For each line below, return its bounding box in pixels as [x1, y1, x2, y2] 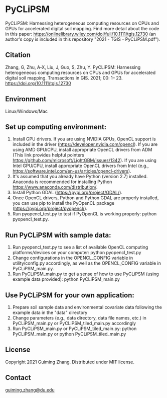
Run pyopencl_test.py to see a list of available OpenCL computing [12, 244, 148, 250]
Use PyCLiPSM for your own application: [5, 291, 134, 299]
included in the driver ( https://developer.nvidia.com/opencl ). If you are [12, 141, 158, 147]
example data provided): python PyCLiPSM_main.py [12, 276, 120, 282]
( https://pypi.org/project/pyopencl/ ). [12, 205, 88, 212]
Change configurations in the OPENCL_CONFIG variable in [12, 255, 133, 261]
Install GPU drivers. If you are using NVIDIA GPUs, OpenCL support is [12, 136, 156, 142]
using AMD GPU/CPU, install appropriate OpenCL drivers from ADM [12, 147, 152, 153]
